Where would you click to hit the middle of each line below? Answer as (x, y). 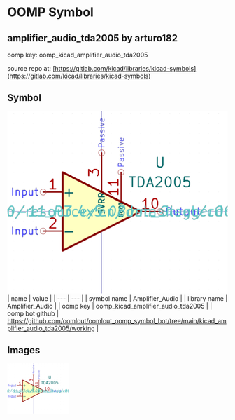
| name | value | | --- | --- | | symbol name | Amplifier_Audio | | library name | (117, 298)
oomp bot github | (33, 313)
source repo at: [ (31, 68)
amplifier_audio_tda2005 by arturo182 (93, 38)
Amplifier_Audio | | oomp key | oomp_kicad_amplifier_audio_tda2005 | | (110, 306)
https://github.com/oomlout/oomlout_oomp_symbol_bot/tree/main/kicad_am (117, 320)
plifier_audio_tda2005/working (51, 328)
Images (24, 350)
